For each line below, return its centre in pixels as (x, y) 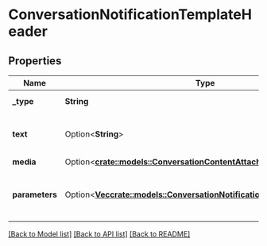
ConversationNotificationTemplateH (130, 15)
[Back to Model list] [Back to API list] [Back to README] (99, 234)
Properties (35, 61)
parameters (35, 194)
